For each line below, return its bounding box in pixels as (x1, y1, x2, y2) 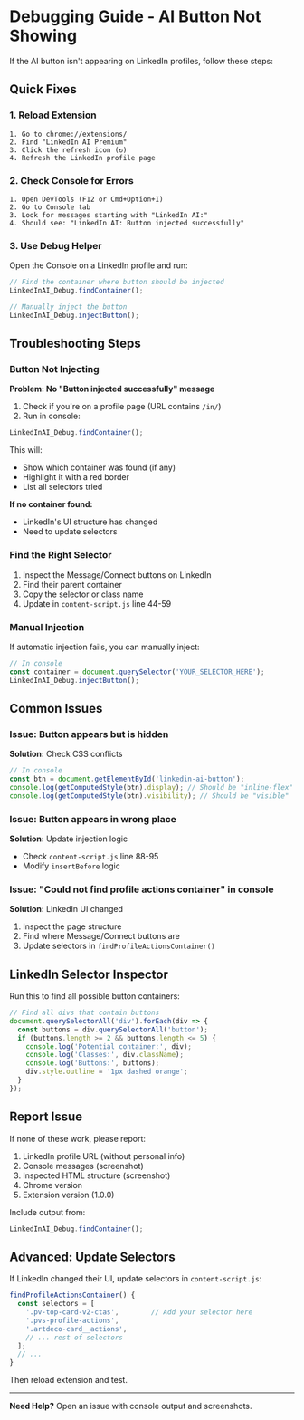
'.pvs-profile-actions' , (25, 1316, 119, 1325)
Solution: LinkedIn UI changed (9, 904, 124, 915)
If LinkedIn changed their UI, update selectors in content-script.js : (9, 1273, 262, 1284)
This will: (9, 445, 43, 456)
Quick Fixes (9, 82, 77, 97)
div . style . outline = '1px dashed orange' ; (25, 1067, 188, 1077)
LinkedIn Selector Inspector (9, 966, 169, 982)
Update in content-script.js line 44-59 (22, 598, 172, 609)
